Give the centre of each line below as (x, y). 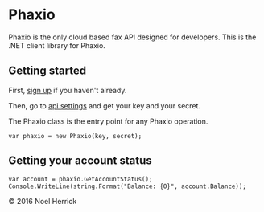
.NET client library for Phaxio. (57, 45)
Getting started (47, 71)
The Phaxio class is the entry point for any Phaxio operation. (108, 121)
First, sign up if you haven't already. (68, 90)
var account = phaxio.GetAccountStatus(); (80, 179)
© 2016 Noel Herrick (43, 201)
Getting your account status (80, 161)
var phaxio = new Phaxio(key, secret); (75, 136)
